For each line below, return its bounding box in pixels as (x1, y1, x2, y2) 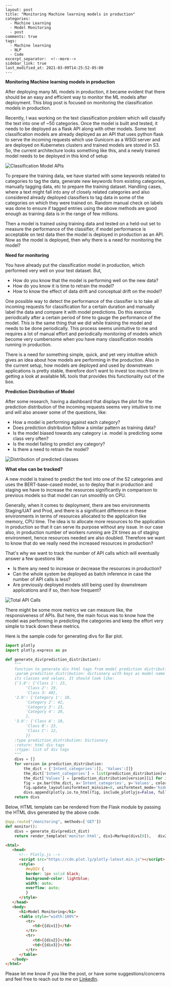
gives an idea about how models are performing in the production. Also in (5, 357, 159, 363)
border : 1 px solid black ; (25, 871, 81, 876)
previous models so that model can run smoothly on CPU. (5, 492, 126, 498)
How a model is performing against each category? (12, 419, 121, 425)
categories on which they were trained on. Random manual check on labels (5, 200, 163, 206)
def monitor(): (5, 824, 38, 829)
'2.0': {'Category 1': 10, (14, 695, 72, 700)
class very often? (12, 435, 49, 441)
